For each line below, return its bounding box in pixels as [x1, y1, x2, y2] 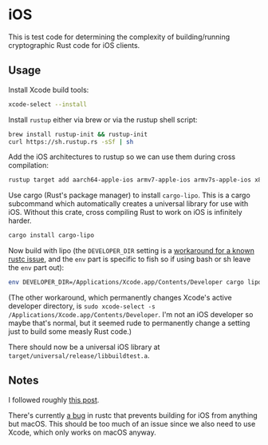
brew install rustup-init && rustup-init [8, 130, 148, 138]
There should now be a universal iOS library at [8, 342, 160, 352]
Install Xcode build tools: [8, 85, 89, 94]
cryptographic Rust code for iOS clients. [8, 40, 140, 50]
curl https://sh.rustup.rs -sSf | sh [8, 137, 134, 145]
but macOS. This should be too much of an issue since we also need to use [8, 419, 256, 428]
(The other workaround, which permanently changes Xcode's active [8, 293, 233, 302]
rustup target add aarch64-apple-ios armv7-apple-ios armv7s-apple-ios [8, 176, 251, 185]
